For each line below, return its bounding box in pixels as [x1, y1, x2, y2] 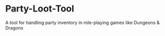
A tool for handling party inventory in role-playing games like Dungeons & [5, 19, 160, 25]
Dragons [5, 24, 23, 30]
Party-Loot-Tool [5, 3, 75, 14]
